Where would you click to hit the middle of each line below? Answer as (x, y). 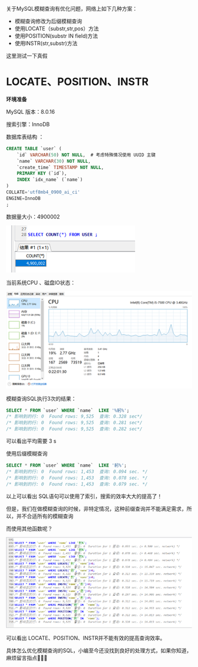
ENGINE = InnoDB (24, 198)
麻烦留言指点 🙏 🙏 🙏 (27, 658)
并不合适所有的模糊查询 (45, 516)
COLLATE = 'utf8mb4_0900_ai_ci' (43, 192)
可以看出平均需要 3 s (31, 441)
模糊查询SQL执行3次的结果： (41, 398)
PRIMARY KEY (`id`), (42, 174)
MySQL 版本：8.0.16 (30, 111)
